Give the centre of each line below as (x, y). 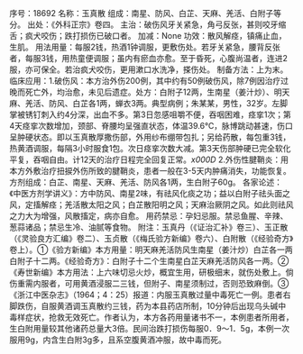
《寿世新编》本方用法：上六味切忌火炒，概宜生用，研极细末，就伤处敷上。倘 (151, 272)
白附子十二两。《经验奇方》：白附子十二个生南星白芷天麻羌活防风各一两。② (149, 261)
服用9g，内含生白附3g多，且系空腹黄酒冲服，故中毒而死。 (118, 340)
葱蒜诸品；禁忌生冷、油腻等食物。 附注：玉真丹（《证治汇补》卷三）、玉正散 (149, 227)
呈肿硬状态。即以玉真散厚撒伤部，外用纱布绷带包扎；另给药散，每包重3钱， (150, 137)
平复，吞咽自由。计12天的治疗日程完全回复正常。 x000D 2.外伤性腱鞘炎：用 (149, 159)
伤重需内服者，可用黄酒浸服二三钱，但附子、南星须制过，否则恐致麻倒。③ (149, 283)
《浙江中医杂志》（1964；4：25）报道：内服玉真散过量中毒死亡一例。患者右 (150, 295)
